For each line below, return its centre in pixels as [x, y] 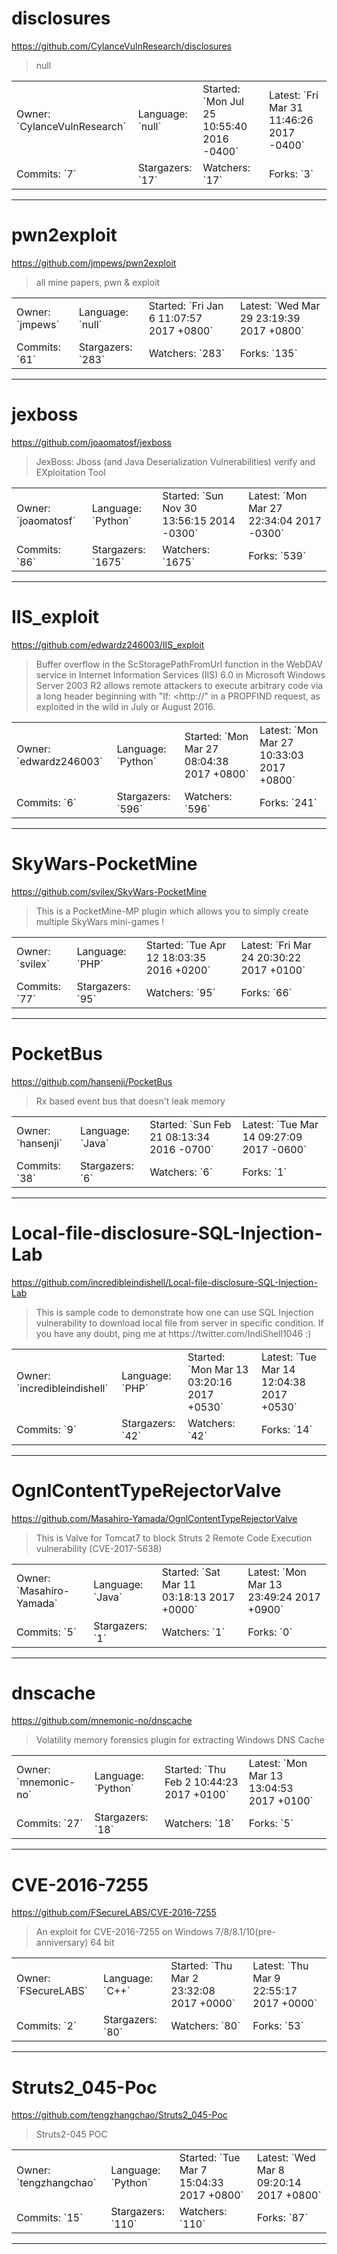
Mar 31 [286, 107]
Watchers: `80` [205, 2026]
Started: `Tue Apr [186, 945]
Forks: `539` [277, 555]
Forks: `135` [268, 353]
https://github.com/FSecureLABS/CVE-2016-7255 [114, 1913]
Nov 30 [180, 508]
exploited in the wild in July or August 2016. [125, 706]
